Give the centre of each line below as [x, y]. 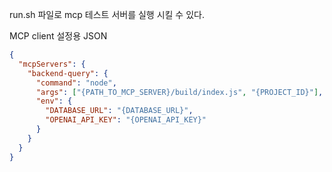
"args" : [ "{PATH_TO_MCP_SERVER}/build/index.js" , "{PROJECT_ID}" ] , [179, 92]
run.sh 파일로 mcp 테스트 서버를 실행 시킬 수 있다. [107, 14]
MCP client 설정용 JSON [58, 36]
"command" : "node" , [76, 83]
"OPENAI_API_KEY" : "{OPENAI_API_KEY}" [126, 120]
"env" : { [54, 101]
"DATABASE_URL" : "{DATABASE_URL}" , [119, 111]
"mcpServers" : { [52, 64]
